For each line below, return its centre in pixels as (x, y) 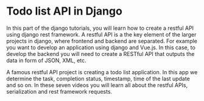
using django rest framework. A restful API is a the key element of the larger (101, 34)
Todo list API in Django (65, 11)
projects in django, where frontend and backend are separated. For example (102, 41)
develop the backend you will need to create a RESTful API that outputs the (100, 54)
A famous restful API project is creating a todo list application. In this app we (102, 72)
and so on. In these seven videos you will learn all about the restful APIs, (97, 85)
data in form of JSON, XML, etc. (46, 60)
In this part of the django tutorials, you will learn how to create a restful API (100, 28)
